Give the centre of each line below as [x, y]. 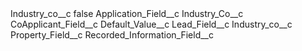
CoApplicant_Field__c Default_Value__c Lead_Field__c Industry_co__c [151, 24]
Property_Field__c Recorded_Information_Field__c [112, 35]
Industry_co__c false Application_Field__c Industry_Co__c [127, 13]
